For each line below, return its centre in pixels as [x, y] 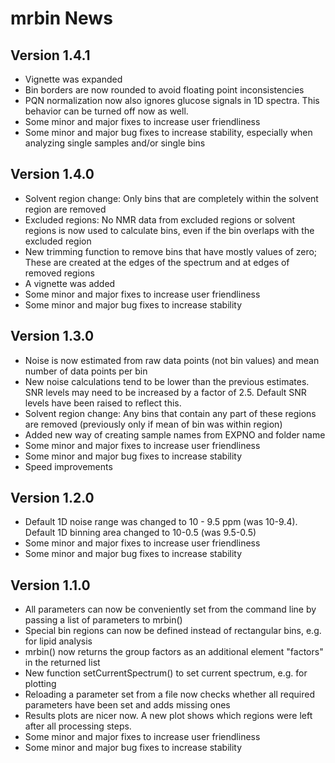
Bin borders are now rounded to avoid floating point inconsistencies [164, 90]
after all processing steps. [78, 726]
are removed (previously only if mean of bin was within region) [153, 424]
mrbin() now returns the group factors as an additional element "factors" [174, 652]
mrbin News [61, 18]
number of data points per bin [86, 371]
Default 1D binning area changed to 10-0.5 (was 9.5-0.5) [140, 533]
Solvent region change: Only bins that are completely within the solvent [171, 198]
